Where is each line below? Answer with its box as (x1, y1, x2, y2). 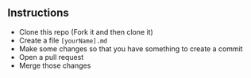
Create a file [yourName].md (18, 35, 108, 45)
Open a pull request (18, 52, 84, 61)
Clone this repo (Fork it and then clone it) (18, 27, 154, 36)
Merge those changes (18, 61, 91, 70)
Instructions (7, 6, 69, 20)
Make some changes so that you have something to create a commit (18, 43, 243, 54)
